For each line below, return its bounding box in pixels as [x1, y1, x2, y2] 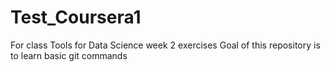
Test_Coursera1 [10, 6, 142, 29]
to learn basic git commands [10, 49, 128, 61]
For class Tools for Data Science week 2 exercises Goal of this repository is [10, 39, 321, 51]
